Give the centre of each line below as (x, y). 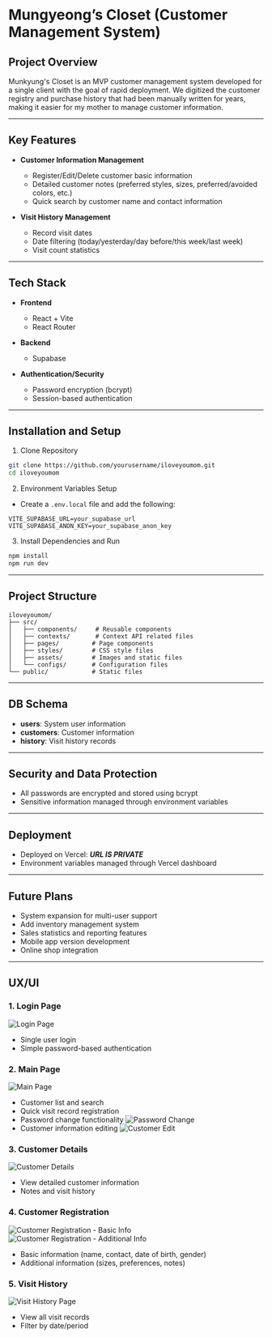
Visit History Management (65, 217)
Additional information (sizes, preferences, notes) (103, 1263)
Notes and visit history (57, 1191)
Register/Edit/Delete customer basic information (112, 175)
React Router (54, 326)
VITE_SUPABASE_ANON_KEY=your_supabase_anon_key (90, 526)
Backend (35, 343)
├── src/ (23, 622)
